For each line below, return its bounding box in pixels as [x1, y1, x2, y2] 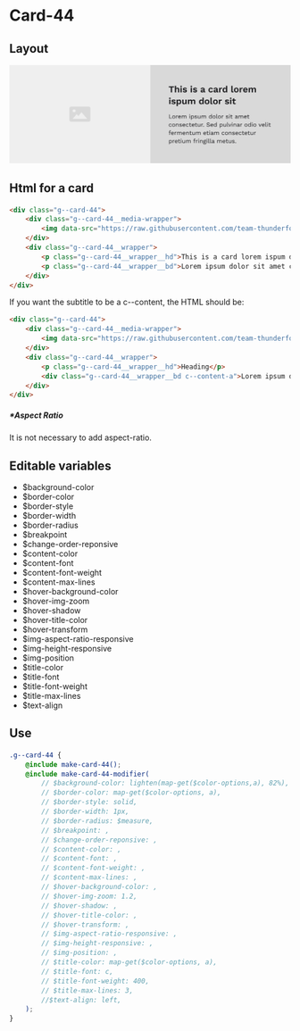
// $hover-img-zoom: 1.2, [41, 892, 138, 901]
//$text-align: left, [41, 995, 122, 1004]
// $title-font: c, [41, 967, 114, 976]
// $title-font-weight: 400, [41, 977, 150, 985]
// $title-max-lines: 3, [41, 985, 134, 995]
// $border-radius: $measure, [41, 816, 154, 826]
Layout [9, 41, 49, 56]
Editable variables [9, 458, 112, 473]
